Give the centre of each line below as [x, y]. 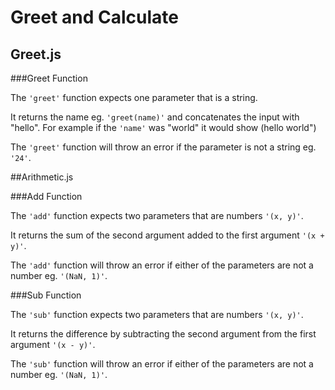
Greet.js [36, 54]
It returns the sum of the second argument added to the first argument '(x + [167, 235]
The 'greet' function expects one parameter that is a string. [134, 97]
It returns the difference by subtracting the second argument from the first [163, 334]
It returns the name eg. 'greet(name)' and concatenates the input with [155, 117]
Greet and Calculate [94, 17]
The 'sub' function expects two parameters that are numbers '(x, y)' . [157, 314]
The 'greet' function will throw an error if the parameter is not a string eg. [163, 147]
